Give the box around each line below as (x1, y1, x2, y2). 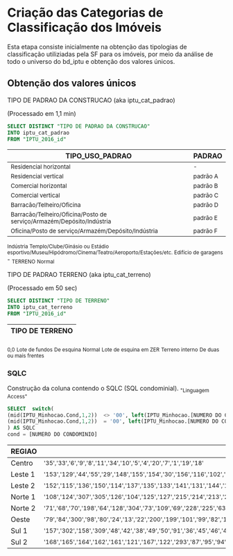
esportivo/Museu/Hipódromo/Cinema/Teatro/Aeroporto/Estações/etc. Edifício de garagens (7, 249, 223, 256)
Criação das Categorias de (7, 5, 164, 21)
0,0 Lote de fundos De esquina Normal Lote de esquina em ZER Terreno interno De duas (7, 346, 220, 353)
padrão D (193, 201, 218, 209)
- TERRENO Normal (7, 255, 55, 265)
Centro (10, 458, 33, 468)
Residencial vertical (10, 172, 64, 180)
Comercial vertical (10, 192, 60, 199)
